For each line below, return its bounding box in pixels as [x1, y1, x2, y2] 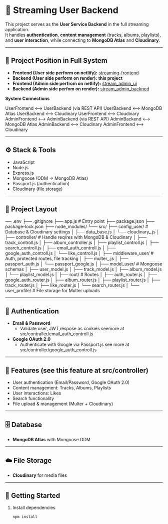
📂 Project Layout [5, 205, 57, 213]
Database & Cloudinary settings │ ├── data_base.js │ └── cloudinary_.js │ [5, 229, 160, 235]
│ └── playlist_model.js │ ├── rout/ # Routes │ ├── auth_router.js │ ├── [5, 272, 157, 278]
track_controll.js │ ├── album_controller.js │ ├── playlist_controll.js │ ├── [5, 239, 159, 245]
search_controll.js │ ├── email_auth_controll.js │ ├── [5, 245, 116, 251]
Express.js [12, 170, 34, 176]
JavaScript [12, 159, 35, 165]
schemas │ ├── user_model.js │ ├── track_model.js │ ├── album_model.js [5, 266, 162, 273]
